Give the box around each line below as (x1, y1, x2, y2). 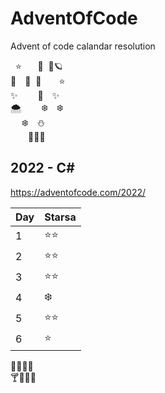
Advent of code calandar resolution (10, 40, 156, 52)
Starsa (44, 210, 77, 224)
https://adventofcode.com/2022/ (10, 186, 147, 198)
